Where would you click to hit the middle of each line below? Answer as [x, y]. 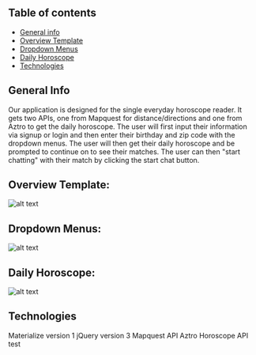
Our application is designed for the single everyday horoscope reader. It [125, 109]
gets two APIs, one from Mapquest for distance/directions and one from [125, 118]
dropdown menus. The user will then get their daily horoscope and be [122, 143]
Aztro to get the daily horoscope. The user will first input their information [128, 127]
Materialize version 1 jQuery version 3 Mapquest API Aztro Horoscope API [128, 335]
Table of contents [52, 13]
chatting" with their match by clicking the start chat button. [104, 160]
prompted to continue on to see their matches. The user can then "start [124, 151]
